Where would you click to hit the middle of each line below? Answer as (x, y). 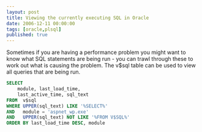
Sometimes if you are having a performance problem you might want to (96, 52)
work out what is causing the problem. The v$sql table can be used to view (101, 66)
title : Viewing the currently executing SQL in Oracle (78, 18)
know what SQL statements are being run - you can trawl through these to (100, 59)
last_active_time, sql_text (53, 95)
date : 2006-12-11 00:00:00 (41, 23)
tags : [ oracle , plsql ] (34, 29)
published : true (27, 35)
